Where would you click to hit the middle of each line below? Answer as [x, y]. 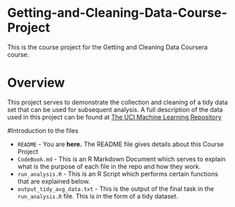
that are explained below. [54, 181]
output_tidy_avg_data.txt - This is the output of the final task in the [115, 188]
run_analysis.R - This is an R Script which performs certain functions [118, 173]
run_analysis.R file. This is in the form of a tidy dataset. [98, 196]
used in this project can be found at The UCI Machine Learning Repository [115, 117]
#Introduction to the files [43, 130]
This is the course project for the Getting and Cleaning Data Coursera [108, 47]
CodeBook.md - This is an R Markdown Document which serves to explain [121, 159]
